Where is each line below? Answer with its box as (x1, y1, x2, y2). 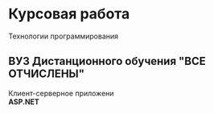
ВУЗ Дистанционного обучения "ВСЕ (8, 54, 207, 68)
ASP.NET (8, 97, 40, 107)
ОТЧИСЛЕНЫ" (8, 67, 84, 81)
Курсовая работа (8, 5, 130, 23)
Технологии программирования (8, 31, 119, 41)
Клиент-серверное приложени (8, 88, 114, 98)
